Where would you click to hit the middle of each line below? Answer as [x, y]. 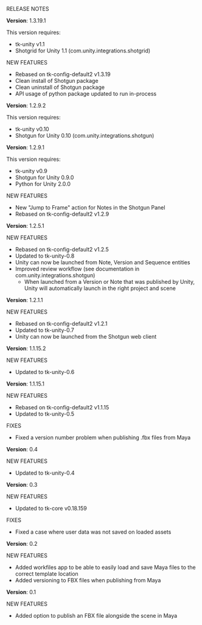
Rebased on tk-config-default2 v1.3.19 [63, 74]
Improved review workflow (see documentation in [77, 269]
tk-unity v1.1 [30, 44]
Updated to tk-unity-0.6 [45, 372]
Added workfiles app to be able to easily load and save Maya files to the [105, 567]
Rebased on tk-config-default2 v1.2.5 [62, 249]
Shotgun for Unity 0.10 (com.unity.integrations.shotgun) [85, 136]
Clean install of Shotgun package [57, 81]
